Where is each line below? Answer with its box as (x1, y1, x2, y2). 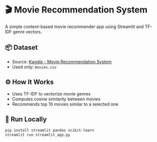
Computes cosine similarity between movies (12, 96, 101, 102)
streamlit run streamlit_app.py (5, 132, 70, 138)
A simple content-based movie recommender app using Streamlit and (5, 23, 144, 30)
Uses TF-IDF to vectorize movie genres (12, 91, 91, 96)
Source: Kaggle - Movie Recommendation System (12, 59, 112, 64)
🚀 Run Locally (5, 115, 47, 123)
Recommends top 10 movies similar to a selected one (12, 101, 119, 107)
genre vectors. (13, 29, 42, 34)
